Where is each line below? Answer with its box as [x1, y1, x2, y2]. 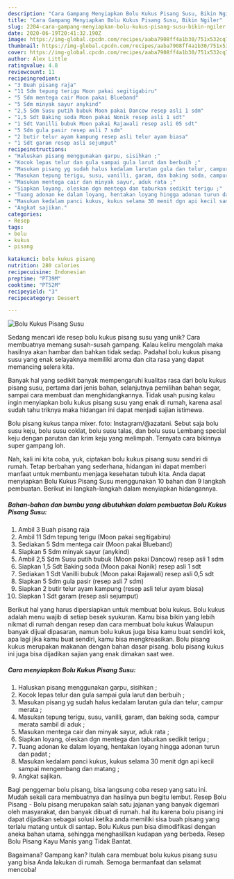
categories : [8, 211, 42, 218]
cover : [8, 49, 27, 56]
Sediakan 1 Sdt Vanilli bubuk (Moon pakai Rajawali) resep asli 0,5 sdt [17, 570, 215, 578]
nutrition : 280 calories [8, 262, 80, 269]
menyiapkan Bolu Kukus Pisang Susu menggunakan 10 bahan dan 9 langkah [8, 477, 226, 486]
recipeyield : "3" [8, 288, 58, 295]
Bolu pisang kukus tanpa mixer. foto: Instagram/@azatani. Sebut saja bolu [8, 419, 219, 428]
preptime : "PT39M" [8, 275, 61, 282]
